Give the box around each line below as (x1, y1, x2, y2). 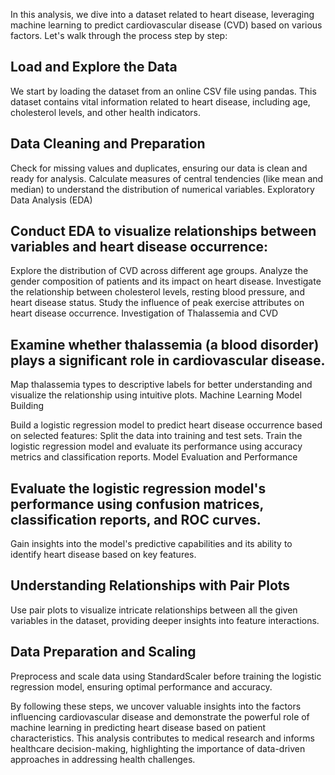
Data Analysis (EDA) (10, 194, 93, 206)
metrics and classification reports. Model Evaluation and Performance (10, 451, 298, 463)
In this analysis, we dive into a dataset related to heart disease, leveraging (10, 9, 315, 20)
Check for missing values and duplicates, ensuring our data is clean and (10, 162, 308, 174)
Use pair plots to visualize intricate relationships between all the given (10, 604, 298, 616)
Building (10, 400, 45, 412)
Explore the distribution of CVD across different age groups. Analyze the (10, 265, 309, 277)
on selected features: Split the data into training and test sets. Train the (10, 430, 303, 442)
